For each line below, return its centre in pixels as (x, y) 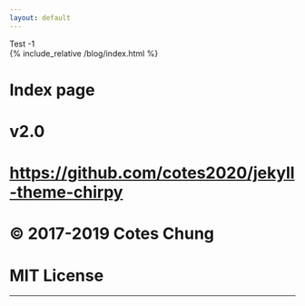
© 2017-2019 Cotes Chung (112, 234)
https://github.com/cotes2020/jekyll (152, 173)
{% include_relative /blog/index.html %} (84, 53)
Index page (52, 89)
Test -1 (22, 44)
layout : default (40, 18)
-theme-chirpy (66, 192)
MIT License (57, 276)
